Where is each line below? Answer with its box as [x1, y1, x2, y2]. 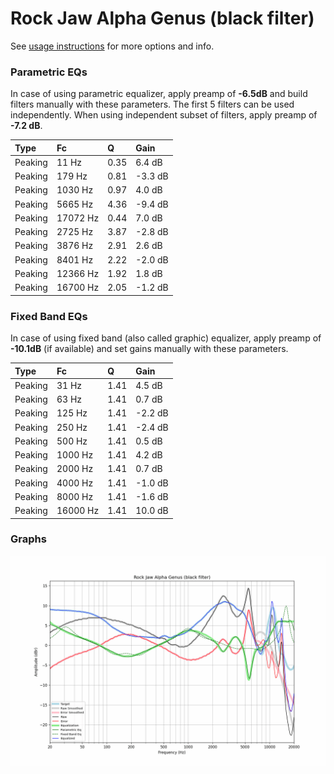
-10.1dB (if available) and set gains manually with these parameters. [10, 343, 289, 355]
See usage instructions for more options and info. [10, 40, 215, 52]
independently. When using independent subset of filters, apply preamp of [10, 109, 318, 121]
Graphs [10, 532, 47, 546]
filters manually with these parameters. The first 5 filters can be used [10, 98, 295, 111]
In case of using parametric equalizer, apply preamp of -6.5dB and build [10, 88, 308, 100]
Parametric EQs [10, 65, 88, 79]
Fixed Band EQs [10, 309, 88, 323]
